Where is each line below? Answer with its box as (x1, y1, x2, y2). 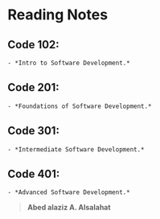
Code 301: (7, 124, 59, 138)
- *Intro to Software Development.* (7, 59, 130, 67)
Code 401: (7, 167, 60, 181)
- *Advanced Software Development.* (7, 188, 130, 196)
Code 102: (7, 38, 59, 52)
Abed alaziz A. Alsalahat (27, 203, 111, 213)
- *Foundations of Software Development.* (7, 102, 152, 110)
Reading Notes (7, 6, 109, 24)
